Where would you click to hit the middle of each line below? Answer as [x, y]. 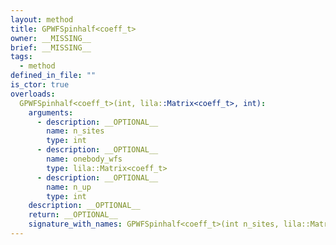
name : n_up [69, 187]
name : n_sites [75, 131]
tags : [21, 57]
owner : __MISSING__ [51, 38]
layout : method [42, 19]
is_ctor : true [40, 85]
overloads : [33, 94]
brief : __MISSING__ [51, 47]
